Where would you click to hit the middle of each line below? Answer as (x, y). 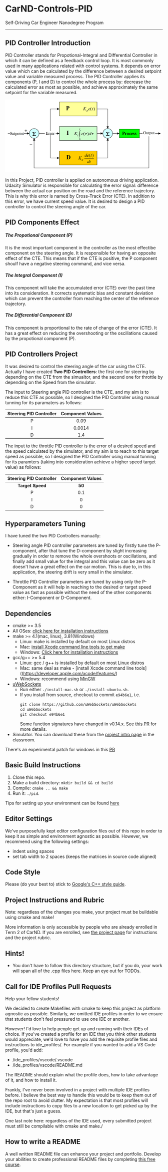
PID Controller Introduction (48, 43)
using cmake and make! (29, 918)
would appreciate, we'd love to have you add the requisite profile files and (81, 1039)
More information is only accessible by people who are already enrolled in (81, 927)
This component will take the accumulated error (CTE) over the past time (80, 287)
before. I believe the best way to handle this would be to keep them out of (81, 1095)
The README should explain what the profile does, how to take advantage (82, 1074)
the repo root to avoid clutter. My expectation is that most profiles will (77, 1100)
